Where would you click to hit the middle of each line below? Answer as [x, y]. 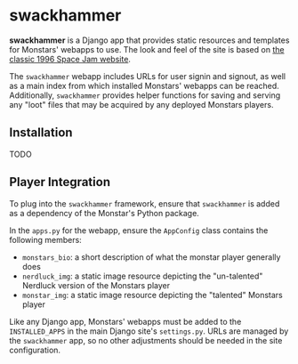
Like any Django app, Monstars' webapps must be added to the [125, 321]
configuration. [35, 350]
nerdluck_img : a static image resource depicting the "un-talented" [142, 276]
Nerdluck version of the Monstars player [96, 285]
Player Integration [60, 182]
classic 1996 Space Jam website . [70, 59]
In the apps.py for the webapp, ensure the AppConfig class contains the [139, 230]
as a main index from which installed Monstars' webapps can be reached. [145, 85]
